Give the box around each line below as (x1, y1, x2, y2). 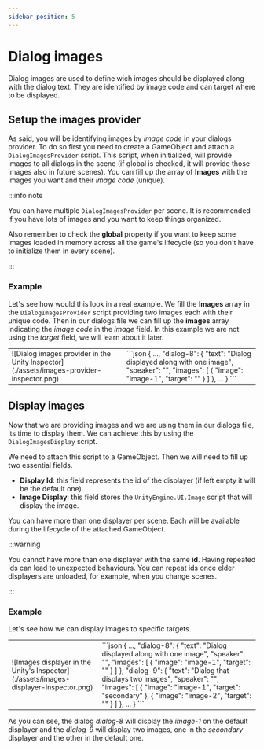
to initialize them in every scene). (8, 246, 115, 256)
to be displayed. (8, 90, 60, 100)
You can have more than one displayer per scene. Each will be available (8, 516, 240, 525)
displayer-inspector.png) (11, 682, 93, 692)
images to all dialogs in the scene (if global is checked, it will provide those (8, 159, 251, 168)
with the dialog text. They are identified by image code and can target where (8, 82, 256, 91)
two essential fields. (8, 460, 73, 469)
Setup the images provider (8, 112, 141, 126)
